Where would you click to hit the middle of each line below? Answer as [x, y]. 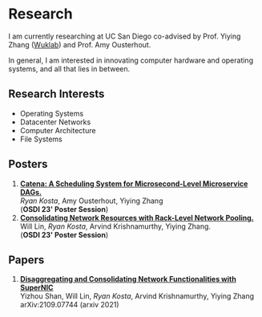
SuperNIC [36, 288]
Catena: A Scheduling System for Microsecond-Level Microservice [134, 183]
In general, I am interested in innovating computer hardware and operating [131, 60]
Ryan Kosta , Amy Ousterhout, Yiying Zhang [91, 201]
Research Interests [56, 94]
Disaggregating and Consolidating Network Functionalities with [128, 279]
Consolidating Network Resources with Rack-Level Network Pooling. [137, 217]
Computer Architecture [58, 130]
